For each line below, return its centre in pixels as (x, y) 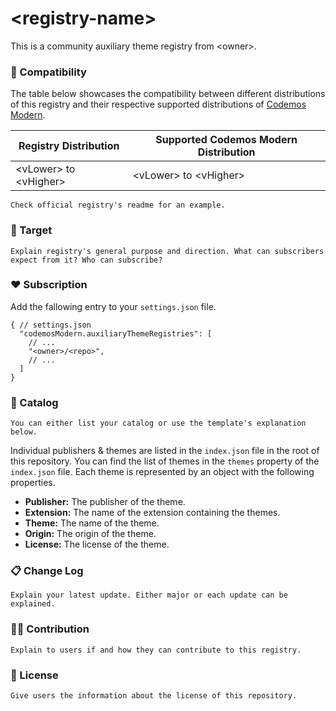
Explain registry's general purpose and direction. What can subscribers (167, 251)
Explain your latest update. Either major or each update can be (149, 595)
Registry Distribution (69, 146)
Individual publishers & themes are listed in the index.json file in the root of (165, 451)
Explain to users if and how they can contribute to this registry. (156, 650)
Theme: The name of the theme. (92, 523)
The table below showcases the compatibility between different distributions (168, 94)
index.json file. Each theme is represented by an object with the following (162, 472)
